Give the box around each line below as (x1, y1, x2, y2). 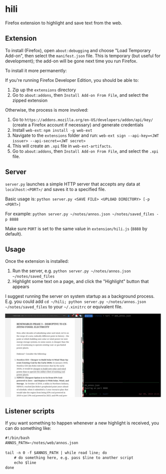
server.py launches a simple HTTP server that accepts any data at (5, 181, 140, 187)
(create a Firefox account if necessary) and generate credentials (12, 121, 144, 127)
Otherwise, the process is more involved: (5, 107, 89, 113)
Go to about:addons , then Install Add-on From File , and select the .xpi (12, 148, 159, 154)
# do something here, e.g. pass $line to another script (14, 455, 134, 460)
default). (5, 231, 23, 237)
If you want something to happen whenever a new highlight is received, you (5, 420, 160, 426)
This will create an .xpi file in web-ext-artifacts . (12, 143, 112, 149)
